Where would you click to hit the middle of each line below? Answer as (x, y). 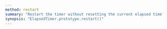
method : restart (22, 10)
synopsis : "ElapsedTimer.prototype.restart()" (54, 19)
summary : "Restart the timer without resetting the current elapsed (78, 14)
